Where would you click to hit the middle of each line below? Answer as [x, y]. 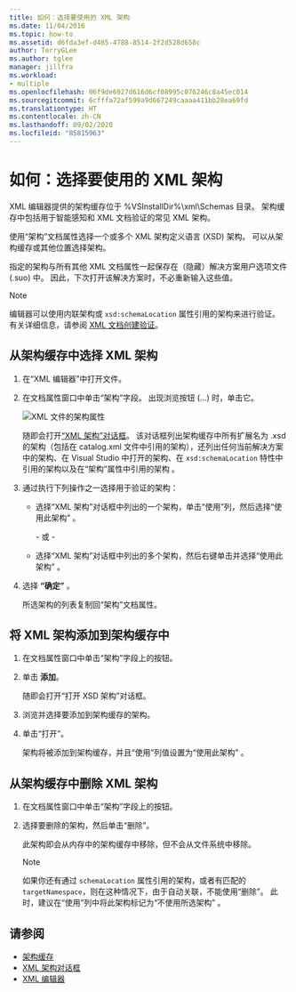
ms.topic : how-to [41, 34]
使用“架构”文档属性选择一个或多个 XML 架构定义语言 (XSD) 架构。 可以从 [142, 236]
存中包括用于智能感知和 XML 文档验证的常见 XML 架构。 [112, 217]
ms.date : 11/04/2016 [48, 26]
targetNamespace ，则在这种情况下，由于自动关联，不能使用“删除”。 [145, 891]
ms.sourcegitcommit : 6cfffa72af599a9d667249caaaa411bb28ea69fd [129, 100]
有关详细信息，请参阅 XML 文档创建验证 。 [86, 325]
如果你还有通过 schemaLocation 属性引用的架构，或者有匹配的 [134, 881]
